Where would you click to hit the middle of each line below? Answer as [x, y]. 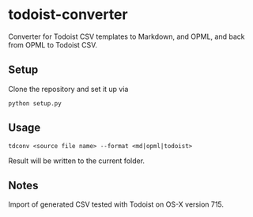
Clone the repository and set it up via [68, 89]
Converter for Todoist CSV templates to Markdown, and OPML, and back [126, 36]
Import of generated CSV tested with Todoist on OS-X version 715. [116, 204]
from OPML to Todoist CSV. [53, 44]
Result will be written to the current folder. [76, 161]
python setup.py [35, 103]
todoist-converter [68, 15]
